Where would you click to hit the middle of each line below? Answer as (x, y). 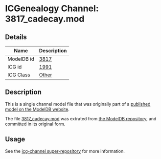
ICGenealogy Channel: (52, 9)
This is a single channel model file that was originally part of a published (78, 104)
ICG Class (19, 75)
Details (16, 37)
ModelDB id (21, 59)
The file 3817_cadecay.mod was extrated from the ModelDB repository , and (81, 118)
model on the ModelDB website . (37, 109)
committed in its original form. (35, 124)
